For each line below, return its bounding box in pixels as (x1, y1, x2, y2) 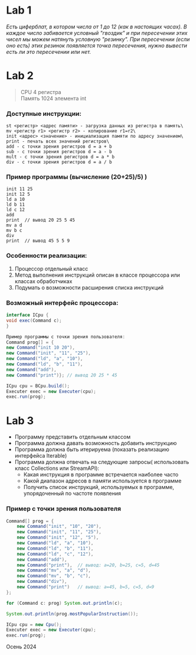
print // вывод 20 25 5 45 (6, 217, 76, 223)
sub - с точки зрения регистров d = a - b (6, 149, 112, 155)
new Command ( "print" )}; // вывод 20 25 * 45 (6, 372, 117, 378)
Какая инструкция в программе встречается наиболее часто (23, 471, 179, 478)
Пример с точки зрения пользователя (6, 505, 121, 513)
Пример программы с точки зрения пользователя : (6, 333, 126, 340)
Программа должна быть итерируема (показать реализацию (14, 446, 169, 453)
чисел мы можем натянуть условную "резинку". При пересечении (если (6, 35, 190, 43)
